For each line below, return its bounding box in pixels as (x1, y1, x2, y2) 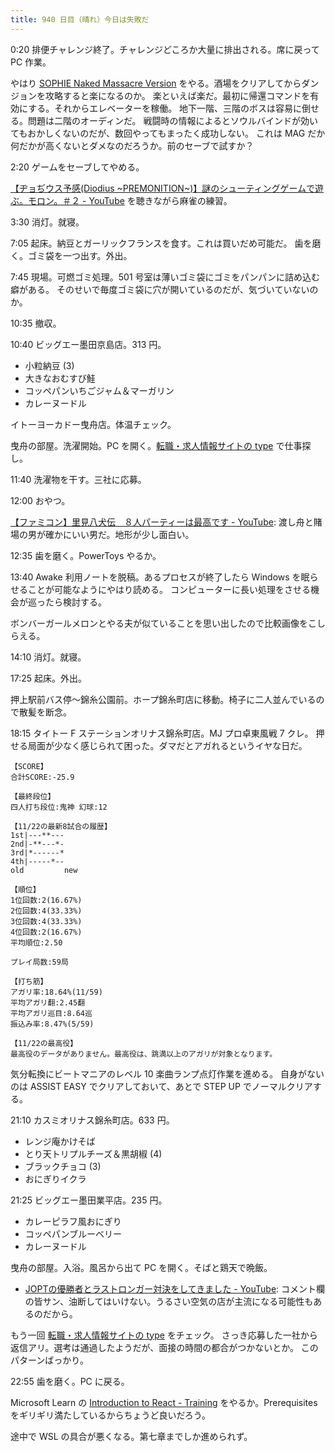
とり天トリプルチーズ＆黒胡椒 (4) (24, 1147, 163, 1160)
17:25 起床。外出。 (10, 672, 87, 684)
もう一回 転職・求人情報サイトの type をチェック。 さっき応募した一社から (10, 1329, 318, 1341)
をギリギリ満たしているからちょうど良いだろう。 (10, 1409, 211, 1421)
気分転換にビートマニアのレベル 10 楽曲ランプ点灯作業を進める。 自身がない (10, 1067, 325, 1080)
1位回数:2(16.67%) (10, 895, 83, 905)
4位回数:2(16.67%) (10, 927, 83, 937)
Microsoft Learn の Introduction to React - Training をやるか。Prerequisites (10, 1396, 318, 1408)
